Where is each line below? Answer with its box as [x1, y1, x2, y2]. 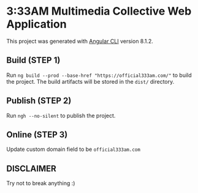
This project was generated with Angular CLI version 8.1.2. [6, 37, 153, 45]
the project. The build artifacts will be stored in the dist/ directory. [6, 78, 175, 85]
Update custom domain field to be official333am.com [6, 145, 141, 153]
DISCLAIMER [6, 163, 56, 173]
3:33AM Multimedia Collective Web [6, 4, 192, 18]
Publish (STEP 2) [6, 96, 72, 106]
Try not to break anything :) [6, 180, 75, 187]
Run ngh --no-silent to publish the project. [6, 112, 116, 119]
